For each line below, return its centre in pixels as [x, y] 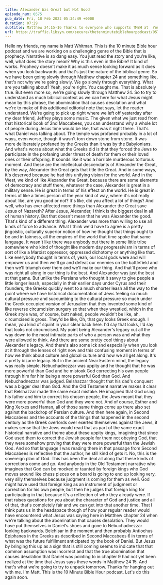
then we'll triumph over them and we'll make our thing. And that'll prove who [81, 268]
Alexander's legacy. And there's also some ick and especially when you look [81, 345]
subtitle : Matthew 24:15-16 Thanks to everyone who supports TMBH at [77, 28]
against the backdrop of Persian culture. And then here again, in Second [77, 412]
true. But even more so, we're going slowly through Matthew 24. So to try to [81, 92]
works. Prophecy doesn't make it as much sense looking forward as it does [80, 67]
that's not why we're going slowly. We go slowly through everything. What [79, 82]
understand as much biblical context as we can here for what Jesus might [79, 97]
